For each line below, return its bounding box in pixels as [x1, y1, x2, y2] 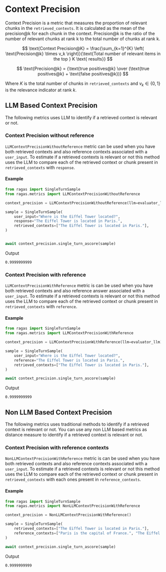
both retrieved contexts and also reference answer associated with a [5, 288, 145, 294]
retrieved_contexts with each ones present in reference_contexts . [5, 477, 141, 483]
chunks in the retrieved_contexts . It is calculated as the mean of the [5, 25, 145, 31]
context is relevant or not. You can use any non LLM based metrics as [5, 427, 147, 432]
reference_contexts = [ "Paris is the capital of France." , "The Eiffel [14, 530, 161, 536]
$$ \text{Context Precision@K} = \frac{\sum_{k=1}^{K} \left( [22, 45, 144, 51]
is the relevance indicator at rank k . [5, 87, 77, 93]
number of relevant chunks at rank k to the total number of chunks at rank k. [5, 36, 161, 42]
